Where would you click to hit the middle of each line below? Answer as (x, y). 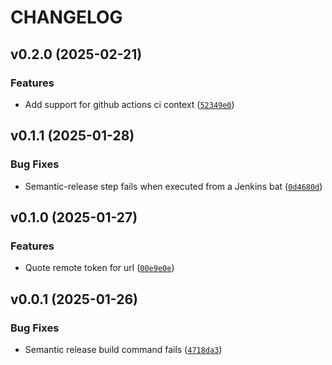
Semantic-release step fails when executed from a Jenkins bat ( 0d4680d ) (173, 186)
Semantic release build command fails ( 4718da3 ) (123, 349)
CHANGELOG (66, 17)
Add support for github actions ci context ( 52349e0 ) (129, 104)
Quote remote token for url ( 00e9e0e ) (99, 268)
